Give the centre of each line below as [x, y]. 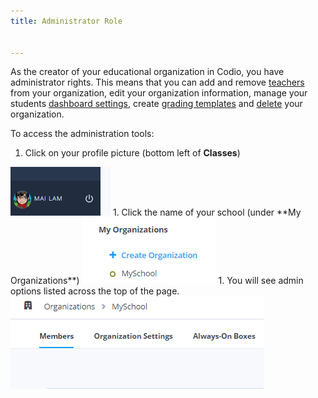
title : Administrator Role [66, 21]
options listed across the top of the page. [95, 291]
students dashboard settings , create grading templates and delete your [156, 104]
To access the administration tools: [82, 134]
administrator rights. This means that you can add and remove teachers [157, 82]
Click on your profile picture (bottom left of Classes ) [132, 153]
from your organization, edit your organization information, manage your [159, 93]
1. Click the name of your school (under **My [207, 212]
